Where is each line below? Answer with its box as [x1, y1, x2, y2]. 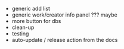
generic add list [11, 5, 51, 12]
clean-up [11, 24, 35, 31]
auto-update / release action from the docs [11, 37, 118, 43]
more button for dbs [11, 18, 61, 24]
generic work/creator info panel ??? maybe [11, 11, 117, 18]
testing [11, 30, 29, 37]
